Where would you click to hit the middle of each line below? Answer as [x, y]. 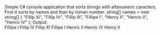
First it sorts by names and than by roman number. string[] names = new [77, 12]
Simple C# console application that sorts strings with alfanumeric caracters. [80, 7]
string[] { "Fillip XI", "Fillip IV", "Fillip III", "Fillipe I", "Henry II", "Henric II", [76, 17]
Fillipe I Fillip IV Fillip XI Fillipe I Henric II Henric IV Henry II [62, 27]
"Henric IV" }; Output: [26, 22]
